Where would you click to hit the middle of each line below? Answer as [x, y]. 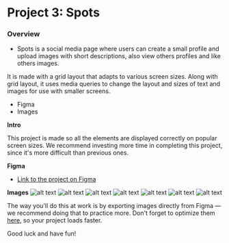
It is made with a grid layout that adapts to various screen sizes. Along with [113, 77]
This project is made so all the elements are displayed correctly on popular [112, 138]
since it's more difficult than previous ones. [68, 153]
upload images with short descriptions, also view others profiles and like [119, 56]
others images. [38, 64]
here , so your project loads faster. [55, 220]
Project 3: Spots [54, 13]
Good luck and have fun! [42, 233]
